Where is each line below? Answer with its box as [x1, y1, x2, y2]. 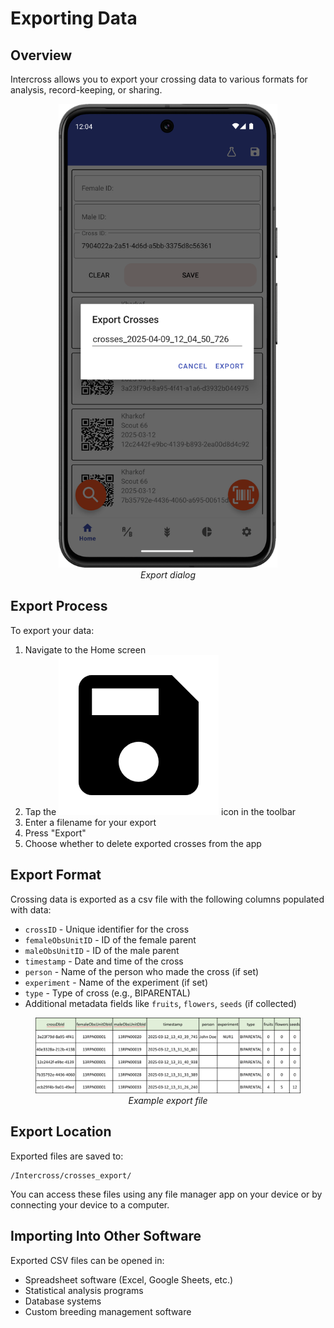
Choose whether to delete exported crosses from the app [24, 837, 262, 849]
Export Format [10, 867, 102, 884]
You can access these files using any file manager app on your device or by [10, 1188, 323, 1200]
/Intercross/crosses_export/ [10, 1170, 132, 1181]
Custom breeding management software [24, 1305, 192, 1317]
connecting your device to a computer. [10, 1198, 170, 1211]
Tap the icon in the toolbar [24, 805, 297, 817]
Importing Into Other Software [10, 1228, 202, 1245]
